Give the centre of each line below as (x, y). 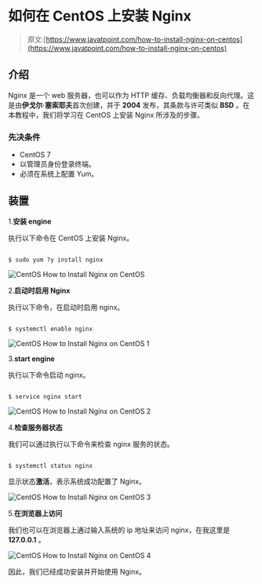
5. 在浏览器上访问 (35, 513)
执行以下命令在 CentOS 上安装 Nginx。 (71, 238)
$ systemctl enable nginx (50, 329)
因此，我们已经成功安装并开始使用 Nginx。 (77, 571)
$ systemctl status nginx (50, 465)
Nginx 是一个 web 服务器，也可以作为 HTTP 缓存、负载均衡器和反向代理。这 (131, 95)
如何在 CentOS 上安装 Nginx (100, 16)
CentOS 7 (35, 155)
